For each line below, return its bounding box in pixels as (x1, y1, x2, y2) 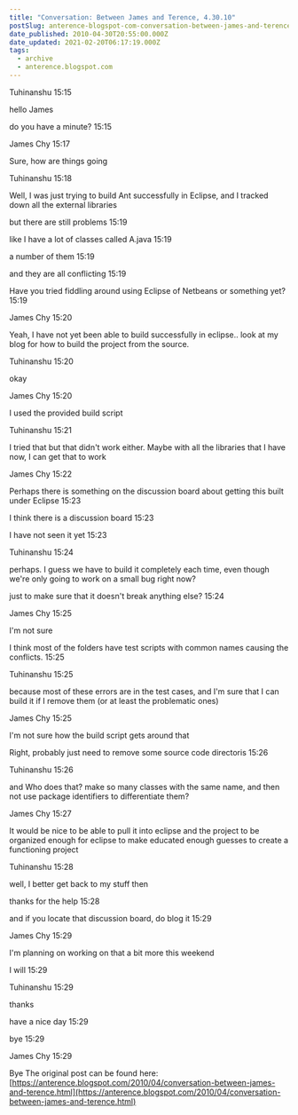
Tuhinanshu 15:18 (9, 172, 73, 183)
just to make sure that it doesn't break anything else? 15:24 (9, 590, 224, 601)
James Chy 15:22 (9, 468, 73, 479)
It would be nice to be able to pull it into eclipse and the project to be (9, 825, 260, 835)
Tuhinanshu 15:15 (9, 86, 73, 98)
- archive (17, 54, 53, 63)
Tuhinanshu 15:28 (9, 861, 74, 872)
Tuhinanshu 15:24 (9, 547, 74, 557)
